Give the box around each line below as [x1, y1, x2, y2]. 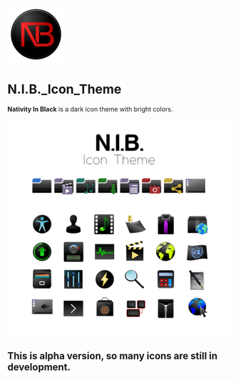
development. [7, 361, 71, 374]
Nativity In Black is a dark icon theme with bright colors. [7, 104, 173, 113]
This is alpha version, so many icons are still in [7, 350, 218, 362]
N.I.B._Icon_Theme [7, 81, 122, 98]
